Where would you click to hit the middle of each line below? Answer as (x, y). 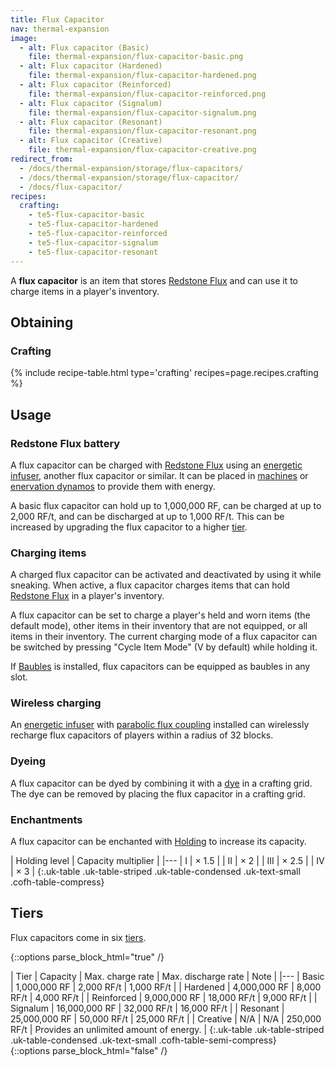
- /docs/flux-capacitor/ (71, 187)
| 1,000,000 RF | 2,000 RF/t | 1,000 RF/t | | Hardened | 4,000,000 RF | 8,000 (166, 987)
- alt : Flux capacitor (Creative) (91, 141)
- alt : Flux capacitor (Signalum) (91, 103)
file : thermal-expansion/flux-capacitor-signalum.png (142, 112)
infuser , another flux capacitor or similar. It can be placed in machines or (159, 475)
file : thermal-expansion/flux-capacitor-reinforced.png (147, 94)
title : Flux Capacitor (57, 19)
